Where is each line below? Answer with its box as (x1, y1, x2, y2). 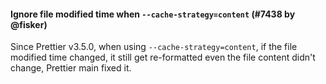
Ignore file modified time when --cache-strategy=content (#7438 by (10, 8, 296, 20)
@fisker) (10, 18, 48, 30)
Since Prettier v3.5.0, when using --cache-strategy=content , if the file (10, 41, 298, 53)
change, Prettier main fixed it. (10, 62, 132, 74)
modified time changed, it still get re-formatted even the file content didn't (10, 51, 316, 64)
